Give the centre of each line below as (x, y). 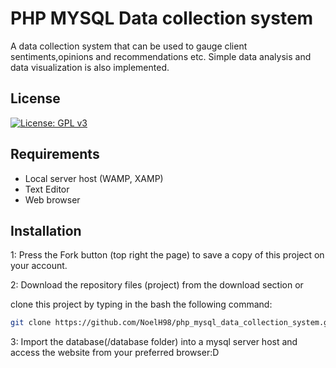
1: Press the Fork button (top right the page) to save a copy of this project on (167, 255)
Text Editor (47, 189)
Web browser (52, 199)
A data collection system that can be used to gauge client (129, 46)
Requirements (55, 154)
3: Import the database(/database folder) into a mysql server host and (154, 342)
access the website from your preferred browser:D (115, 353)
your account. (39, 266)
